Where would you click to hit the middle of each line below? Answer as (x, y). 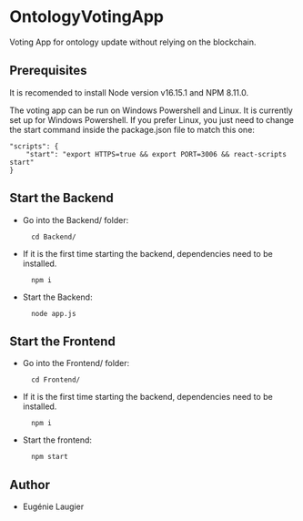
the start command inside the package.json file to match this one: (132, 129)
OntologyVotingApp (87, 17)
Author (30, 485)
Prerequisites (48, 71)
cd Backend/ (54, 237)
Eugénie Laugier (53, 506)
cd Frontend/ (56, 380)
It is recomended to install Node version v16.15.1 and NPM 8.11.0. (129, 92)
